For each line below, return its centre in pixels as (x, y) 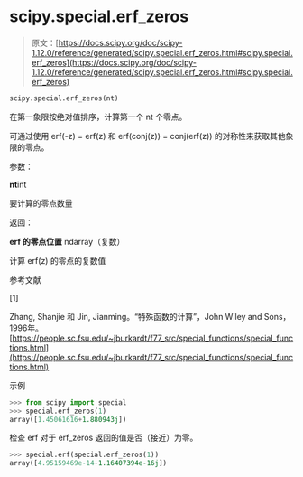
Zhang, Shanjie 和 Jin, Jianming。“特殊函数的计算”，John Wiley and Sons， (150, 316)
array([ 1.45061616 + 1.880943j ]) (68, 419)
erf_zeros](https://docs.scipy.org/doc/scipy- (114, 62)
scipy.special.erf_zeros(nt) (64, 98)
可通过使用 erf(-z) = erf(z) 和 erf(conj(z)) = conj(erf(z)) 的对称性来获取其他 (147, 136)
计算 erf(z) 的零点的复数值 (58, 260)
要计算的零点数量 (41, 203)
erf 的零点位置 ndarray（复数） (67, 241)
